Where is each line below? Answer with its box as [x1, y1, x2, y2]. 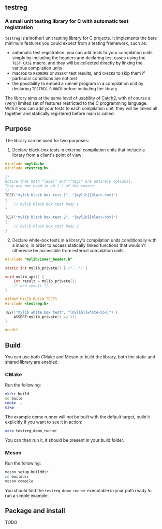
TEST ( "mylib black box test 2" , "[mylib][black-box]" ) [5, 215, 118, 220]
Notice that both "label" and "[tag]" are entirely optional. [5, 179, 133, 184]
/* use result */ [14, 283, 49, 289]
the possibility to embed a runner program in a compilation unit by [12, 80, 144, 86]
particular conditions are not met [12, 75, 77, 81]
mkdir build [5, 392, 29, 397]
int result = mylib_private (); [14, 279, 77, 284]
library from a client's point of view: [12, 152, 83, 158]
